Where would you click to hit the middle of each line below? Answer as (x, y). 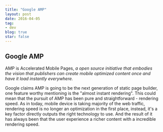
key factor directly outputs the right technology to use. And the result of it (79, 114)
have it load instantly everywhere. (39, 78)
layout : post (18, 14)
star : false (17, 37)
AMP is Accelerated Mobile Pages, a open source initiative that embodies (79, 68)
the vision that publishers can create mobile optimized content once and (78, 73)
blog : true (16, 32)
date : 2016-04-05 (23, 19)
